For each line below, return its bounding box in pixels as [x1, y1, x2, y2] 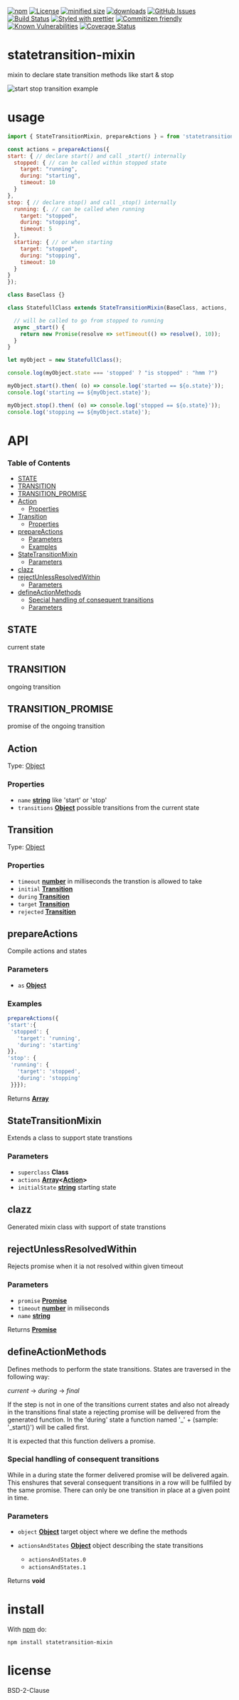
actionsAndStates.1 [28, 1564, 87, 1572]
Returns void [7, 1577, 46, 1585]
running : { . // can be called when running [14, 206, 144, 213]
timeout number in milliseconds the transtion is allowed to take [17, 876, 203, 885]
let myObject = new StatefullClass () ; [7, 357, 122, 364]
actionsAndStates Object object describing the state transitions [17, 1542, 204, 1550]
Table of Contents [7, 457, 71, 467]
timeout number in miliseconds [17, 1303, 110, 1312]
